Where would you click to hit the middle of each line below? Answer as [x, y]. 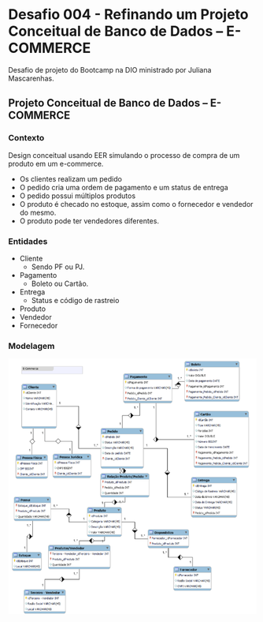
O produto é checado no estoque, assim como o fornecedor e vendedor [136, 204]
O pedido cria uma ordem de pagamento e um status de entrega [124, 187]
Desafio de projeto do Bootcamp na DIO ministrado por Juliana [110, 69]
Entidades [28, 241]
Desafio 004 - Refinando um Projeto [128, 15]
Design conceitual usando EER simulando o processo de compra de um [124, 155]
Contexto [26, 138]
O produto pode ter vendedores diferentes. [89, 221]
